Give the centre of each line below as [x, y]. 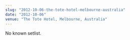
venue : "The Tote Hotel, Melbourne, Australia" [56, 19]
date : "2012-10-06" [26, 14]
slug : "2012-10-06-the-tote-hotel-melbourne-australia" [65, 10]
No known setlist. [23, 33]
